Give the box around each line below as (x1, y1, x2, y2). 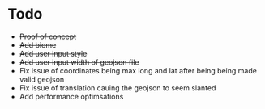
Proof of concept (19, 31, 77, 41)
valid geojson (19, 74, 65, 84)
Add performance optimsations (19, 91, 124, 101)
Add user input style (19, 48, 88, 58)
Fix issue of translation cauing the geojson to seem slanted (19, 82, 216, 93)
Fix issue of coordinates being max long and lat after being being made (19, 65, 257, 75)
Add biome (19, 40, 57, 49)
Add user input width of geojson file (19, 57, 139, 67)
